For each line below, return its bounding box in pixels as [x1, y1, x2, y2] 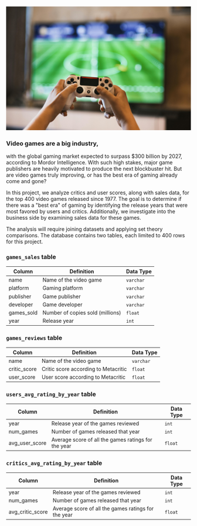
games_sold [8, 309, 38, 316]
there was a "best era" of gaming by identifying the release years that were [6, 201, 188, 209]
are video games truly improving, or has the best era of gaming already [6, 171, 178, 178]
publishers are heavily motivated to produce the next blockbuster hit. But [6, 165, 182, 172]
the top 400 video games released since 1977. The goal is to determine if [6, 195, 182, 202]
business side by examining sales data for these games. [6, 214, 141, 221]
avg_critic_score [8, 508, 48, 515]
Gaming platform [42, 284, 83, 292]
